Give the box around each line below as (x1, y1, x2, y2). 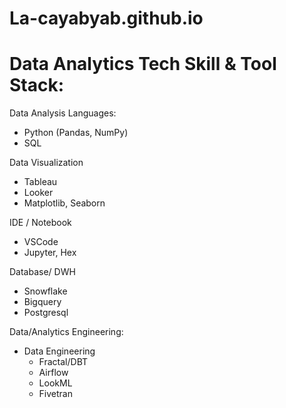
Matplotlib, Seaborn (23, 197, 106, 209)
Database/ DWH (9, 266, 76, 278)
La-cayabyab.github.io (9, 7, 204, 30)
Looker (23, 187, 54, 199)
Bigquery (23, 296, 62, 308)
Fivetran (38, 388, 73, 400)
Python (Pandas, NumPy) (23, 127, 129, 139)
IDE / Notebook (9, 217, 72, 229)
